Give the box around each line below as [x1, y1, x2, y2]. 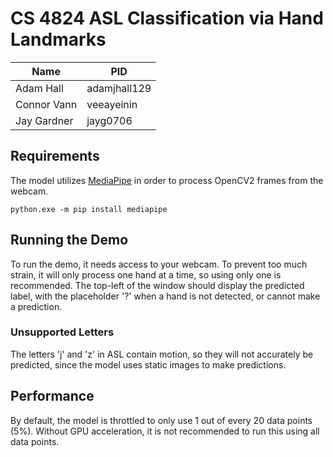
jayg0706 [86, 113, 133, 127]
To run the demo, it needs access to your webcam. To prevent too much [10, 258, 308, 270]
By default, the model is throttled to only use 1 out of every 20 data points [10, 414, 313, 426]
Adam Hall [15, 81, 64, 95]
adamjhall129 [86, 81, 152, 95]
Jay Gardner [15, 113, 74, 127]
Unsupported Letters [10, 325, 115, 339]
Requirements [10, 148, 100, 165]
